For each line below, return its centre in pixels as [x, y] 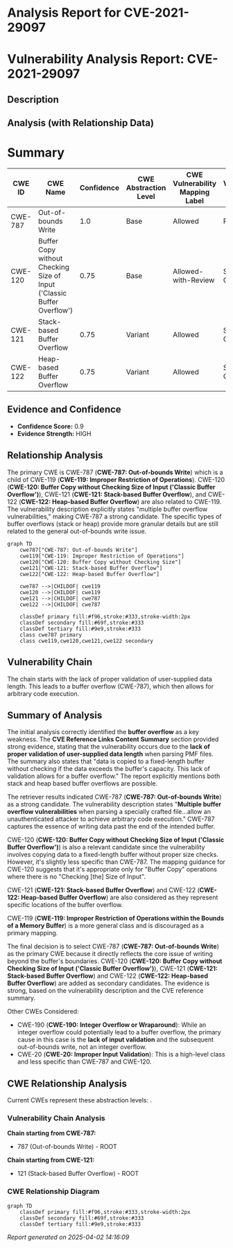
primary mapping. [33, 933]
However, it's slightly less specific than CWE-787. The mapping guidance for [116, 862]
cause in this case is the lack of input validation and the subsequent [115, 1040]
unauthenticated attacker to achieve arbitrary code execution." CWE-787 [111, 819]
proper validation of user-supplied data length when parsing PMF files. [110, 754]
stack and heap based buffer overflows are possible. [83, 783]
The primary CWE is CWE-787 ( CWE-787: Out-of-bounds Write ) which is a [115, 472]
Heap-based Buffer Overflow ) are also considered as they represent [119, 898]
